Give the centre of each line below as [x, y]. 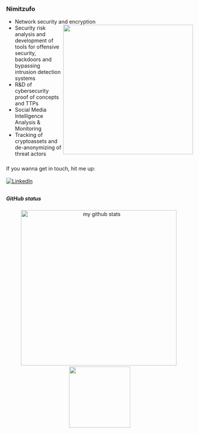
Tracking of [29, 135]
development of [34, 41]
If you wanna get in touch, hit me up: [51, 169]
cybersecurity [32, 91]
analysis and [30, 34]
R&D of [23, 85]
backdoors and [33, 60]
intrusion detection [38, 72]
